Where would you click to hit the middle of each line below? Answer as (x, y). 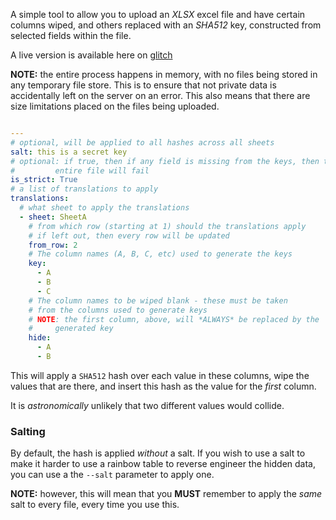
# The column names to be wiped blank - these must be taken (158, 300)
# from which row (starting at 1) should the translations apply (167, 226)
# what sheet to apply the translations (104, 208)
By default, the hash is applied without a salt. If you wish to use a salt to (158, 453)
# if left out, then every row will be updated (129, 235)
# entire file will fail (80, 170)
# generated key (71, 329)
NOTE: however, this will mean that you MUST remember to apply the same (166, 494)
